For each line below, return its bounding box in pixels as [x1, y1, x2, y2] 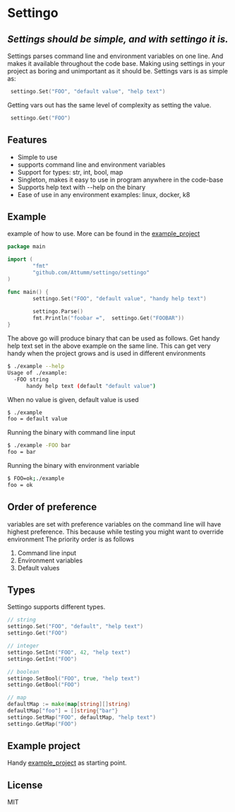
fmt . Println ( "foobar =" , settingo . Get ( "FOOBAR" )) [32, 314, 185, 322]
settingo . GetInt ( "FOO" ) [7, 655, 78, 662]
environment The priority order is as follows [7, 535, 135, 543]
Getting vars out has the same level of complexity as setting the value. [7, 100, 212, 109]
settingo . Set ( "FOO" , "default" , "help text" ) [7, 623, 143, 630]
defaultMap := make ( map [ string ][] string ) [7, 701, 131, 708]
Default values [17, 563, 60, 572]
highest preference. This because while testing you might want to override [7, 527, 224, 536]
